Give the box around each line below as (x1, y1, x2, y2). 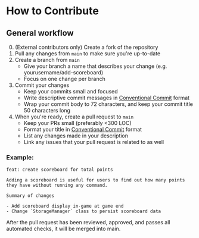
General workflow (6, 28, 74, 38)
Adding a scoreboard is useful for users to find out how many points (6, 177, 185, 183)
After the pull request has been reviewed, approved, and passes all (6, 219, 170, 226)
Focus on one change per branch (23, 76, 105, 82)
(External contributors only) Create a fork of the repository (14, 43, 158, 51)
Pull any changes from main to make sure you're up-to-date (14, 50, 161, 57)
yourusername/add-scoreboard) (23, 69, 104, 76)
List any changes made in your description (23, 132, 129, 139)
